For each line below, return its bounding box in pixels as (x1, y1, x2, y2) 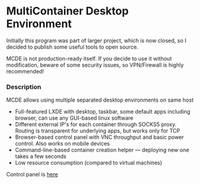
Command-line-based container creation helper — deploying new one (14, 146, 190, 154)
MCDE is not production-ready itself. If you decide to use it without (6, 55, 172, 62)
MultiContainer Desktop (6, 4, 129, 18)
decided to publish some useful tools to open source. (6, 43, 139, 51)
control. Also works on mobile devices (14, 140, 110, 147)
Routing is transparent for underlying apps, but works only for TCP (14, 127, 181, 135)
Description (6, 82, 42, 91)
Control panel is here (6, 171, 58, 178)
